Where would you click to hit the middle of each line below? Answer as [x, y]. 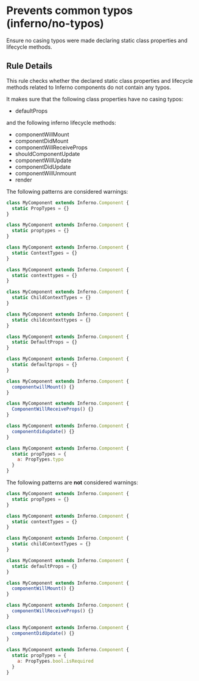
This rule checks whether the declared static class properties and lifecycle [100, 80]
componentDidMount [42, 141]
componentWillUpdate [43, 160]
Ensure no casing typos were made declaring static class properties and [97, 40]
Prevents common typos [70, 11]
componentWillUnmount [46, 173]
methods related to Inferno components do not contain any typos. [89, 87]
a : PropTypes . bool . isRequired [56, 662]
